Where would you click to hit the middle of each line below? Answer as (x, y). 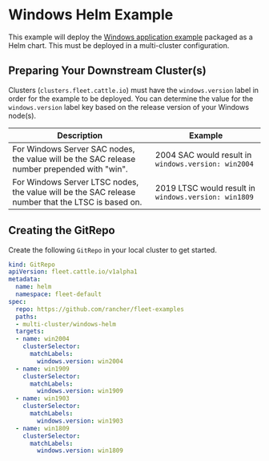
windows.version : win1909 (80, 391)
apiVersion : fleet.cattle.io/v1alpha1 (73, 272)
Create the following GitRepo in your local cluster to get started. (113, 249)
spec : (17, 301)
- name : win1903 (42, 398)
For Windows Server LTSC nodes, (75, 182)
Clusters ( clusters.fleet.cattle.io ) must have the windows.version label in (133, 90)
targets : (30, 332)
